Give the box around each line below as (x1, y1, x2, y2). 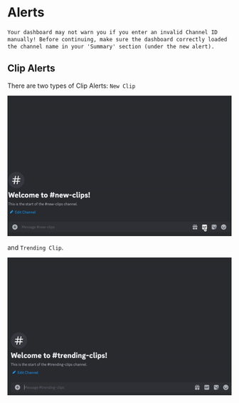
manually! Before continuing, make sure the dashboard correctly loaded (7, 36, 228, 43)
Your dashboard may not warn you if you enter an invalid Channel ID (7, 29, 218, 36)
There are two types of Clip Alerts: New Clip (7, 81, 136, 90)
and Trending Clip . (7, 243, 64, 252)
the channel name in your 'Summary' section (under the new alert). (7, 43, 215, 50)
